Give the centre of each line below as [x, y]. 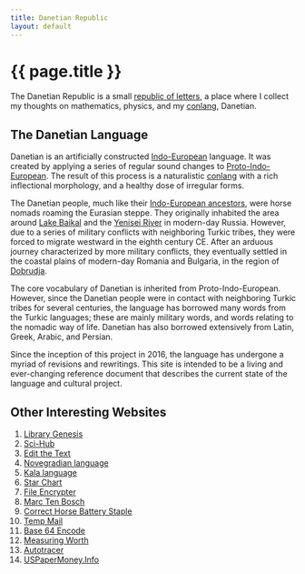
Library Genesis [53, 434]
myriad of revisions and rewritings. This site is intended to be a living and [147, 364]
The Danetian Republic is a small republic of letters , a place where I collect [150, 96]
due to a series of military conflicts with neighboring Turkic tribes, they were [153, 232]
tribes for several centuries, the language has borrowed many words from [148, 308]
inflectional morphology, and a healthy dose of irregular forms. [127, 186]
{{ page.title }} [66, 71]
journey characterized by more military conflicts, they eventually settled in [149, 252]
